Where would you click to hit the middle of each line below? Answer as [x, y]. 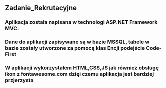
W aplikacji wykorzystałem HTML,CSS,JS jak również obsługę [82, 68]
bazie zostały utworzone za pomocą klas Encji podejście [75, 48]
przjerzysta [19, 80]
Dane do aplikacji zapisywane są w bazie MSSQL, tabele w [77, 42]
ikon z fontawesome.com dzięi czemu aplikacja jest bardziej [80, 74]
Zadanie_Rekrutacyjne [41, 8]
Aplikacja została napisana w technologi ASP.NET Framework [81, 22]
